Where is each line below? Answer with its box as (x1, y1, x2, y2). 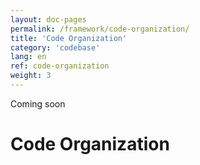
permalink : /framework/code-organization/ (10, 24, 190, 34)
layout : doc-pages (10, 14, 87, 25)
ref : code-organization (10, 61, 110, 71)
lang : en (10, 52, 47, 62)
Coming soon (10, 97, 66, 110)
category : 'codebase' (10, 42, 101, 53)
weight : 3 (10, 71, 52, 81)
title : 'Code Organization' (10, 33, 128, 43)
